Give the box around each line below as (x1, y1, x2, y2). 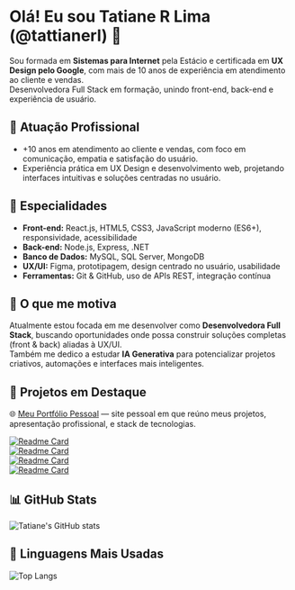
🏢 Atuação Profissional (9, 120, 140, 135)
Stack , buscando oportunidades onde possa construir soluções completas (9, 330, 286, 340)
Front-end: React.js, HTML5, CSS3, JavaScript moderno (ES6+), (22, 222, 263, 233)
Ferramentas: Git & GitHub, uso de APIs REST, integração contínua (22, 270, 272, 281)
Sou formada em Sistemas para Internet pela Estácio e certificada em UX (9, 55, 283, 66)
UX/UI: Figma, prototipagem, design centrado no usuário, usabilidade (22, 260, 281, 271)
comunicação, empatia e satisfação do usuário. (22, 153, 199, 164)
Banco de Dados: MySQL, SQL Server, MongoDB (22, 250, 205, 262)
